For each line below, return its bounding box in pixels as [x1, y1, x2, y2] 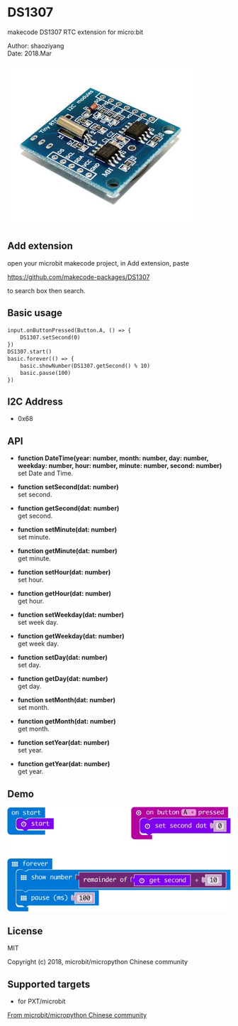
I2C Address [7, 395, 64, 408]
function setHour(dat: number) [17, 568, 111, 577]
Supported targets [7, 978, 91, 990]
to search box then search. [7, 286, 86, 295]
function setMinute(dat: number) [17, 525, 118, 534]
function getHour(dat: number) [17, 589, 112, 598]
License [7, 925, 43, 937]
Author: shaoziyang [7, 41, 64, 50]
